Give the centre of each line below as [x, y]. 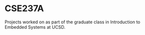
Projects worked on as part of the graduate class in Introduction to [72, 22]
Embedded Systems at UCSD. [35, 27]
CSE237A [24, 9]
